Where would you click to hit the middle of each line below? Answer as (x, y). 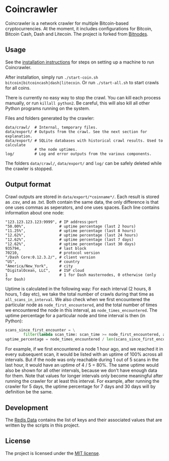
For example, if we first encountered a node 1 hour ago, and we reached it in (84, 349)
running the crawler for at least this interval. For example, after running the (82, 381)
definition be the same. (29, 392)
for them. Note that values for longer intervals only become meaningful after (84, 376)
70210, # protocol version (53, 253)
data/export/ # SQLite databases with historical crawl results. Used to (84, 140)
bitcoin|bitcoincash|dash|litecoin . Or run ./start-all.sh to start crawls (82, 82)
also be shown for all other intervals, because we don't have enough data (81, 370)
